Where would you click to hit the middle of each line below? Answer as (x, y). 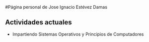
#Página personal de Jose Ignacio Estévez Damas (56, 7)
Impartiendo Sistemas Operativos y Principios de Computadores (78, 34)
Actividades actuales (38, 22)
